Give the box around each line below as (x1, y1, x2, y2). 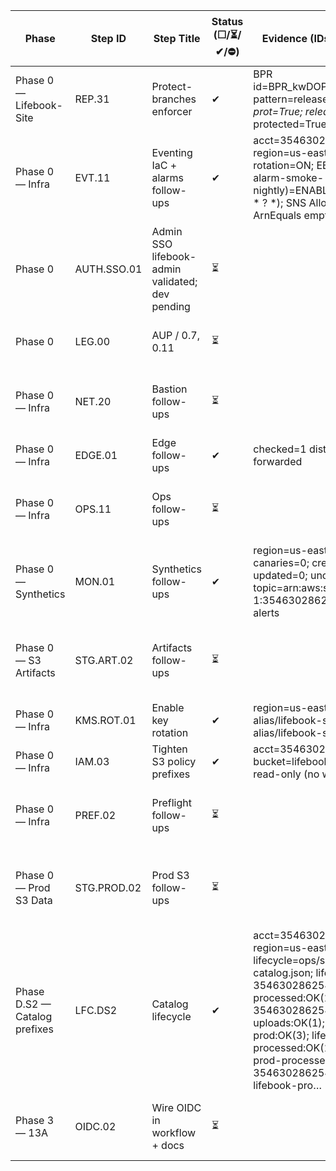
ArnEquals (253, 209, 302, 222)
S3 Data (15, 894, 53, 907)
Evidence (261, 32, 308, 45)
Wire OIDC (151, 1101, 202, 1114)
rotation (151, 726, 189, 739)
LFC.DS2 (74, 1004, 118, 1017)
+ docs (151, 1139, 185, 1152)
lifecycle (151, 1010, 192, 1023)
